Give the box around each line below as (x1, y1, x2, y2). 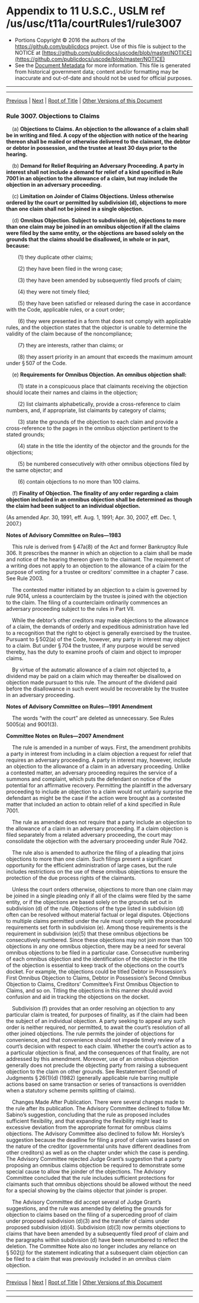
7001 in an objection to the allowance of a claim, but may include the (6, 175, 178, 182)
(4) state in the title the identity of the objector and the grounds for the (17, 442, 190, 450)
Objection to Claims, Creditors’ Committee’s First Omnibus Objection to (6, 981, 179, 988)
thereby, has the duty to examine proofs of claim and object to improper (6, 648, 182, 655)
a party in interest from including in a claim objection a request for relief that (6, 751, 192, 758)
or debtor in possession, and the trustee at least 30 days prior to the (6, 145, 178, 152)
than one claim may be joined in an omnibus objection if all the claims (6, 223, 180, 230)
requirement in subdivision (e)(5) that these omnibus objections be (6, 930, 169, 937)
